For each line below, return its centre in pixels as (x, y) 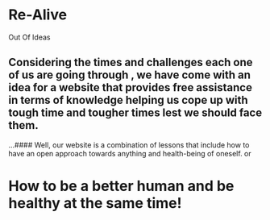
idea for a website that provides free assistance (130, 87)
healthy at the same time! (95, 203)
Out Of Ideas (29, 37)
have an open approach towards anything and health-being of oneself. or (130, 153)
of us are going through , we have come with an (130, 75)
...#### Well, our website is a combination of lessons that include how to (129, 145)
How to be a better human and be (121, 186)
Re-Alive (37, 15)
